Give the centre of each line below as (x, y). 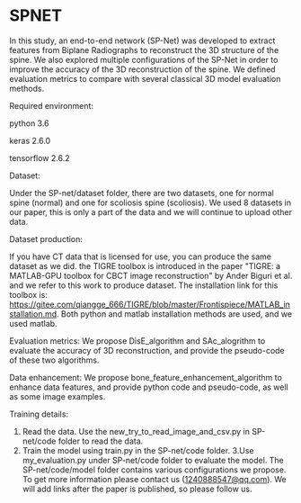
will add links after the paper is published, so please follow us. (137, 489)
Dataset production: (46, 238)
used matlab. (33, 323)
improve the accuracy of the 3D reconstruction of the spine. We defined (142, 69)
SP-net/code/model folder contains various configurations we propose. (154, 470)
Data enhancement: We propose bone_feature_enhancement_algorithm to (146, 377)
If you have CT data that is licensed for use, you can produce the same (141, 256)
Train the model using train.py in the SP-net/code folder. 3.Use (138, 450)
